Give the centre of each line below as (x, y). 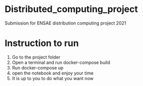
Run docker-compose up (38, 67)
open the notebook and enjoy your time (53, 73)
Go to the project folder (36, 57)
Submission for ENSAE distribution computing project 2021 (65, 23)
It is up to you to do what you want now (53, 78)
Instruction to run (42, 43)
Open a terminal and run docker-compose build (61, 62)
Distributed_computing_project (71, 9)
